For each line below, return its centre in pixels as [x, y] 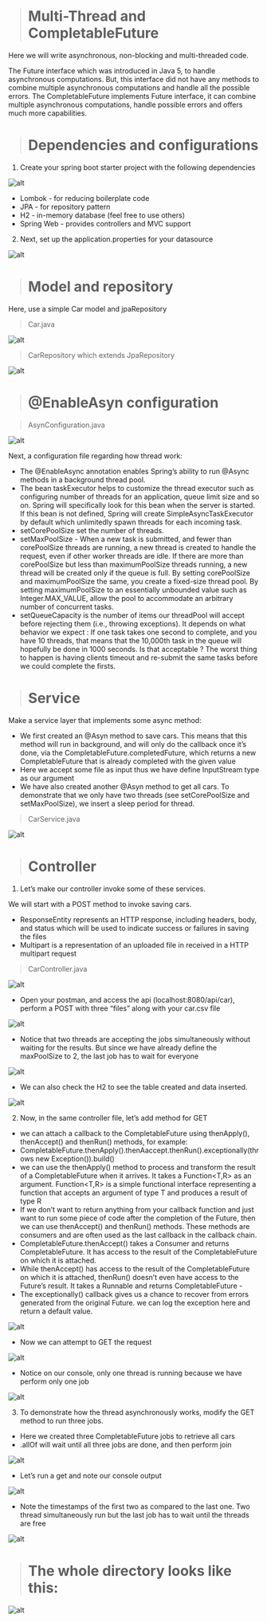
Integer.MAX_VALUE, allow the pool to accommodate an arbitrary [126, 598]
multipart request [48, 953]
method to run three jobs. [61, 1420]
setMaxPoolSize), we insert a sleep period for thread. [107, 803]
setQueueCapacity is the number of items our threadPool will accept [132, 615]
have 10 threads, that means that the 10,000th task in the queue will [130, 640]
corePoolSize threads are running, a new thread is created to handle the [138, 547]
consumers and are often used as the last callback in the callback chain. [138, 1235]
